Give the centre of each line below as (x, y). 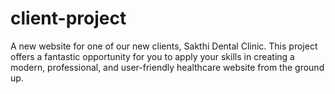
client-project (68, 18)
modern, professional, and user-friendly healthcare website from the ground (167, 67)
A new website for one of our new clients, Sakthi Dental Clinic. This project (164, 46)
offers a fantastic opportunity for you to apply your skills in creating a (152, 56)
